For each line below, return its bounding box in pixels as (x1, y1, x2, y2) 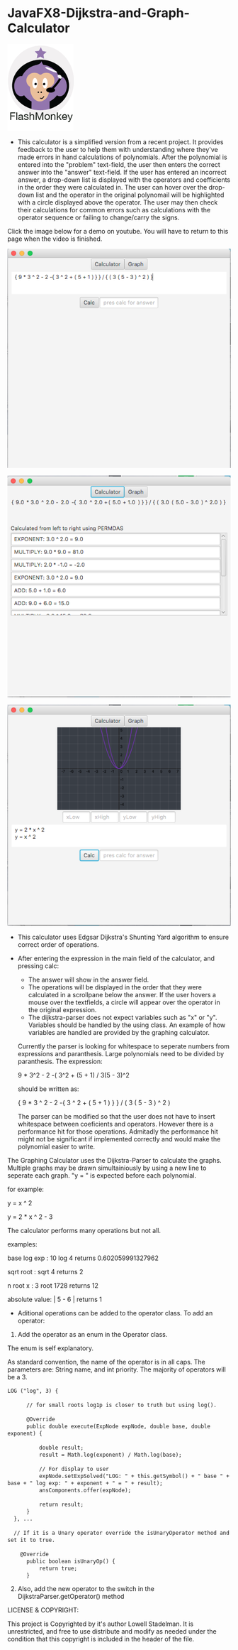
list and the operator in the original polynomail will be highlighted (35, 190, 225, 199)
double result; (38, 1444, 84, 1452)
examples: (7, 1240, 38, 1249)
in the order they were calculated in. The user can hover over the (17, 183, 208, 191)
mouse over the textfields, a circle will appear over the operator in (28, 998, 221, 1006)
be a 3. (7, 1373, 28, 1382)
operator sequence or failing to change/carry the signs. (17, 213, 180, 222)
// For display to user (38, 1465, 110, 1473)
